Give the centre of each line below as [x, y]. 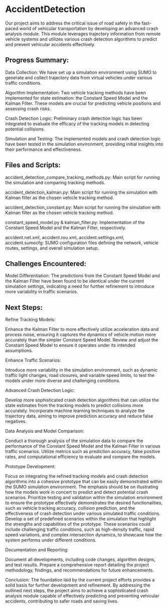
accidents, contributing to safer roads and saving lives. [62, 601]
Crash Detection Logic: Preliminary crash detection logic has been [73, 118]
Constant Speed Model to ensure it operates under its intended [70, 345]
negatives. [16, 422]
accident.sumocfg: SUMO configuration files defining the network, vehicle [82, 243]
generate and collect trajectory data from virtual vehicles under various [79, 77]
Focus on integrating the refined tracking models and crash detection [77, 476]
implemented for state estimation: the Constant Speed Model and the [76, 98]
